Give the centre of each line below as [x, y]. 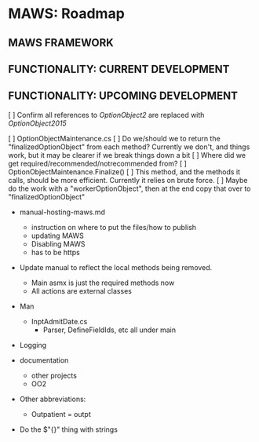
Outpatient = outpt [61, 414]
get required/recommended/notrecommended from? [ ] [97, 163]
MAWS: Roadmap [67, 14]
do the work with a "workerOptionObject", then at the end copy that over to [129, 188]
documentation [44, 360]
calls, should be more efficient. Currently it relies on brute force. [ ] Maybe [128, 180]
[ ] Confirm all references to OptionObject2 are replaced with [106, 115]
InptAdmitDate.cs [59, 321]
